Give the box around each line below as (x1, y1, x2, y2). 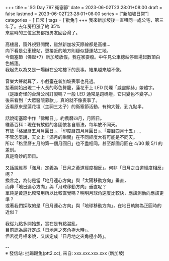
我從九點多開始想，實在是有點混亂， (5, 221, 80, 226)
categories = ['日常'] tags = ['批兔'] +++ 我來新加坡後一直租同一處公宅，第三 (5, 17, 164, 23)
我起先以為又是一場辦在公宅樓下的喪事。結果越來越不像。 (5, 67, 124, 72)
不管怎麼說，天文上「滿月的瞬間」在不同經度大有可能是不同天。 (5, 134, 137, 140)
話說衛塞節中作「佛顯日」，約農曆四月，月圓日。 (5, 115, 105, 121)
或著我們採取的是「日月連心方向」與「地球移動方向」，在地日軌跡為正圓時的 (5, 202, 162, 208)
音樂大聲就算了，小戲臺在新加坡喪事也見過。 (5, 78, 98, 84)
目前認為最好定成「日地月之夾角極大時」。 (5, 227, 92, 233)
